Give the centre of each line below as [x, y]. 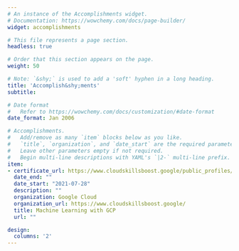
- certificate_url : [36, 171]
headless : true [30, 47]
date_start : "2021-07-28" [52, 184]
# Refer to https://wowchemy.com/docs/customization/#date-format [111, 112]
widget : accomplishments [44, 27]
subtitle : [22, 92]
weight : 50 [23, 66]
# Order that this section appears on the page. [81, 60]
